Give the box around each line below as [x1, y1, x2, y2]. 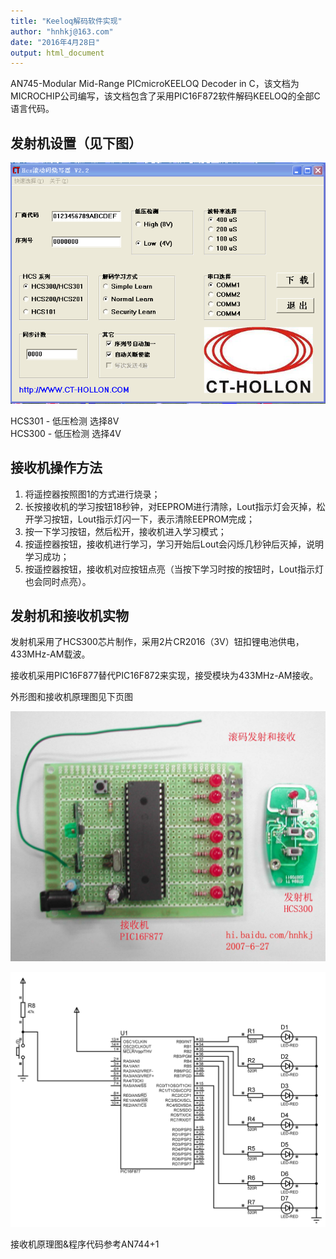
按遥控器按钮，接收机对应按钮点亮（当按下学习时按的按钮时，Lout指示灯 [24, 563, 324, 575]
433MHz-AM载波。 [10, 648, 91, 660]
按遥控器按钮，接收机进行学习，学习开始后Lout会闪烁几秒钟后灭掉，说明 [24, 538, 324, 550]
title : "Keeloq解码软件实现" [10, 16, 123, 26]
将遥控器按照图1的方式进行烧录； [24, 488, 161, 500]
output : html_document [10, 48, 105, 58]
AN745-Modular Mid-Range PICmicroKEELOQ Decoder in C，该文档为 [10, 78, 300, 90]
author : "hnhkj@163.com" [10, 26, 114, 37]
